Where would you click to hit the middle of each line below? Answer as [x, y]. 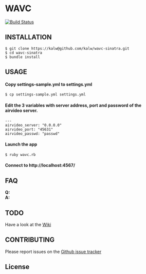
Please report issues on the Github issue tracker [53, 252]
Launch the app [21, 145]
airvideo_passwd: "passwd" [32, 134]
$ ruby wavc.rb [20, 155]
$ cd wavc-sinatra [24, 53]
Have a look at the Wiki [28, 224]
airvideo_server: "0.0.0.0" [34, 125]
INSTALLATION [28, 37]
